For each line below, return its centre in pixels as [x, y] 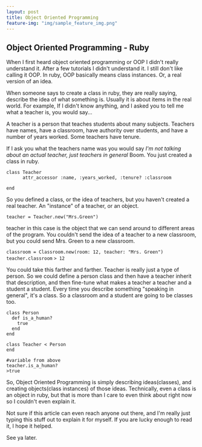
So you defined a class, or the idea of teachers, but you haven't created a [98, 199]
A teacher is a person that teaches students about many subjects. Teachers [100, 124]
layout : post [23, 12]
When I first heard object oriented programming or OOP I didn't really [93, 62]
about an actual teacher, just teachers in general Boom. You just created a [99, 155]
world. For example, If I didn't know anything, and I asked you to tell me [95, 106]
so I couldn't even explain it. [41, 402]
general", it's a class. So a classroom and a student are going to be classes [99, 295]
